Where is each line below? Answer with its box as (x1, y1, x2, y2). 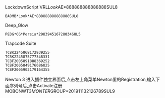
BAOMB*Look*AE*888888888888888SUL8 (5, 14, 79, 19)
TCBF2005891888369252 (5, 59, 50, 64)
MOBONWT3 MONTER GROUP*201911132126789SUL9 (5, 88, 115, 94)
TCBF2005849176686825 (5, 63, 50, 68)
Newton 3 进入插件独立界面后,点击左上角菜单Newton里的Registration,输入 (5, 76, 156, 82)
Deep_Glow (5, 22, 29, 28)
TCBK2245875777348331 (5, 54, 50, 59)
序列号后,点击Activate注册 (9, 83, 62, 88)
